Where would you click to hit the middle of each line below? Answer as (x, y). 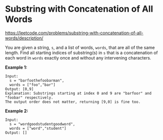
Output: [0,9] (20, 89)
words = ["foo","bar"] (32, 85)
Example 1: (16, 67)
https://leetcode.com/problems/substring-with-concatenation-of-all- (74, 33)
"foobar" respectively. (29, 98)
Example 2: (17, 111)
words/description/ (24, 38)
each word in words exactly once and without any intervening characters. (78, 58)
